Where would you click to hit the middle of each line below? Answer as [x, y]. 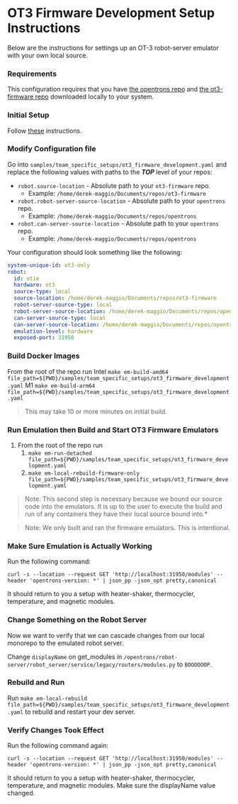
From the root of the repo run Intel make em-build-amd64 [88, 371]
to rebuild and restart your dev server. [80, 712]
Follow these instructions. [45, 131]
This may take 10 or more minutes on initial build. [96, 411]
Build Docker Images [44, 356]
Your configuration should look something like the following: [95, 252]
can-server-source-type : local [60, 318]
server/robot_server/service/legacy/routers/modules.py [91, 665]
